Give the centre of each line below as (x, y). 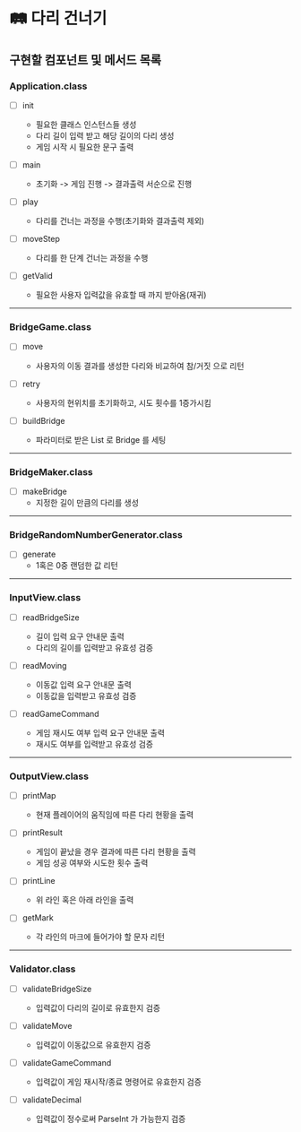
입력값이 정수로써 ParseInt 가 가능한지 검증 (111, 1119)
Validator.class (43, 969)
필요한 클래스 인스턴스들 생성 (86, 124)
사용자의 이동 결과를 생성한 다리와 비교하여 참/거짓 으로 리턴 (140, 366)
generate (39, 554)
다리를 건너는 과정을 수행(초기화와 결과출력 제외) (120, 221)
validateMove (47, 1025)
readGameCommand (61, 713)
